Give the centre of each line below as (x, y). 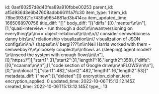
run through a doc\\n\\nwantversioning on (90, 28)
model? (144, 49)
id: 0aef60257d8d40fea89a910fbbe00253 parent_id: (59, 7)
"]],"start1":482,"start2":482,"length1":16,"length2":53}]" (91, 71)
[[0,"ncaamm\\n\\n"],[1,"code (34, 65)
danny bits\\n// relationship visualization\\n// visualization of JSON (73, 39)
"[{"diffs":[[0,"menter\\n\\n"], (117, 23)
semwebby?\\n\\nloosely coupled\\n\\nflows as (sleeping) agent (70, 49)
